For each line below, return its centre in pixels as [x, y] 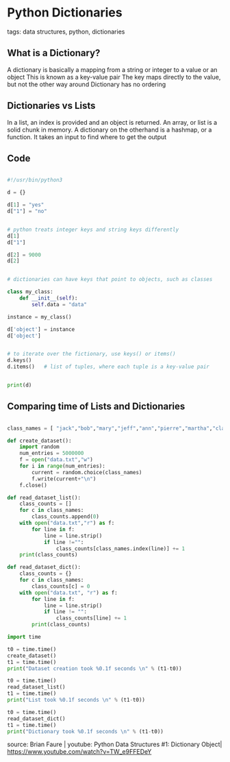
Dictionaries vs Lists [51, 106]
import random [39, 447]
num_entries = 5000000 [52, 454]
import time [24, 637]
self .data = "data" [60, 304]
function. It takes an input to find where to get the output [87, 137]
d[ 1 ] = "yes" [26, 205]
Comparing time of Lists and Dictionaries [96, 407]
